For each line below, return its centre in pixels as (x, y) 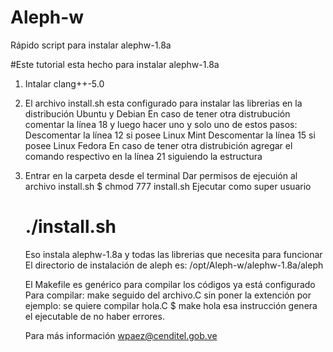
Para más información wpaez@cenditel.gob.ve (121, 335)
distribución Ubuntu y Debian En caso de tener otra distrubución (157, 113)
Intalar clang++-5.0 (64, 83)
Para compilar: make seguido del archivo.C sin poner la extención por (168, 295)
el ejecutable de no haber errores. (94, 316)
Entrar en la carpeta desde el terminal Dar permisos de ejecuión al (161, 175)
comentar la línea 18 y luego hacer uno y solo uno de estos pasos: (161, 124)
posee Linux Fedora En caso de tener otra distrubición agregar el (158, 145)
